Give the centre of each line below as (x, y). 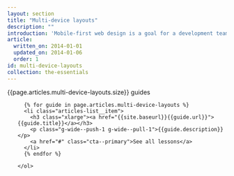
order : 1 (26, 59)
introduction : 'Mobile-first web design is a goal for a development (110, 33)
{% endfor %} (43, 154)
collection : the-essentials (48, 72)
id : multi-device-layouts (45, 66)
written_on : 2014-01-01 (48, 46)
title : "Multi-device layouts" (53, 20)
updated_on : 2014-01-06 (48, 53)
